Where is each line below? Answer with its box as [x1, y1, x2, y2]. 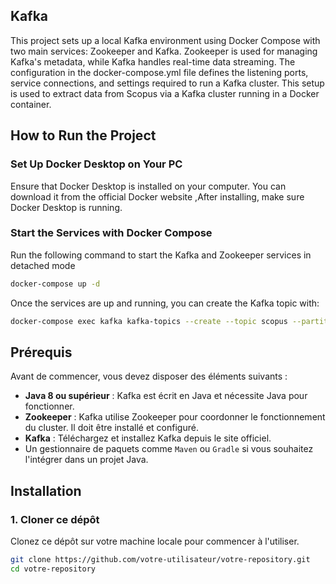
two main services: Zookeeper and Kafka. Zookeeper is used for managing [10, 45, 318, 57]
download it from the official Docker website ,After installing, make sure [10, 190, 305, 203]
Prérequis [10, 344, 73, 361]
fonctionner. [24, 400, 75, 413]
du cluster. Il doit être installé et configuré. [24, 422, 199, 434]
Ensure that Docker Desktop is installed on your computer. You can [10, 180, 287, 192]
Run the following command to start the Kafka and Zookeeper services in [10, 249, 312, 261]
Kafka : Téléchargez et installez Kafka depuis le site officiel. [24, 432, 272, 444]
